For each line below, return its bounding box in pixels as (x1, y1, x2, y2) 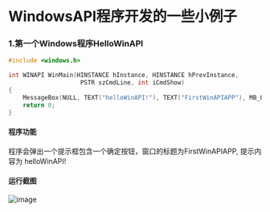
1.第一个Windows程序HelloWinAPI (8, 38, 144, 49)
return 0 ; (22, 101, 56, 109)
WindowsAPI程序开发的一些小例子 (8, 7, 237, 26)
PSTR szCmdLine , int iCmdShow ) (80, 79, 185, 87)
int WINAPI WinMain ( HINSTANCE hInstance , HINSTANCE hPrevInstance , (8, 71, 239, 79)
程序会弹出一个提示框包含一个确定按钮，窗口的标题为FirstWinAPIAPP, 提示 (8, 146, 255, 156)
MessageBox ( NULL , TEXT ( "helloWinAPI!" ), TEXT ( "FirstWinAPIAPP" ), (22, 93, 247, 101)
